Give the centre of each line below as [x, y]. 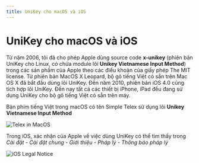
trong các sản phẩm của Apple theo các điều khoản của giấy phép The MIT [99, 70]
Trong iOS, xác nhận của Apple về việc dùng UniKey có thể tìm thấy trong [96, 136]
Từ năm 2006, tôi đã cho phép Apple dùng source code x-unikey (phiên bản [99, 57]
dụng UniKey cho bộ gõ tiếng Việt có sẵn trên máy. [68, 95]
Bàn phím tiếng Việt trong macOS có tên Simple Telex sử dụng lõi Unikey [95, 107]
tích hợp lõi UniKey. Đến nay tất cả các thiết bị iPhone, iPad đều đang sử [94, 89]
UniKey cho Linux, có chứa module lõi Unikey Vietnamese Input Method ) [96, 63]
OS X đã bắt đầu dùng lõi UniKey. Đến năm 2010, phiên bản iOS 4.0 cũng [95, 82]
